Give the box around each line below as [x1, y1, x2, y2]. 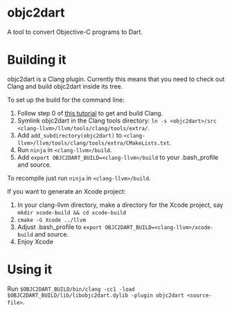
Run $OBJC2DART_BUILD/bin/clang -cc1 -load [7, 284, 135, 293]
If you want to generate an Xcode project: [7, 187, 126, 195]
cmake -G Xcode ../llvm [17, 217, 87, 223]
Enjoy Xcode [17, 237, 54, 246]
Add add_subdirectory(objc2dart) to [17, 131, 123, 139]
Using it [7, 261, 53, 277]
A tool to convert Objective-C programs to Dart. [7, 28, 143, 36]
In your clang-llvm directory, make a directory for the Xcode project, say [17, 201, 224, 209]
